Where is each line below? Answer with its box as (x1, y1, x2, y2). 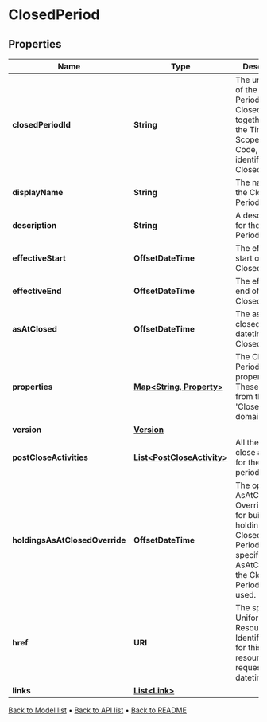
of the (235, 84, 258, 95)
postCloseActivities (12, 452, 89, 463)
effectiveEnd (12, 285, 62, 296)
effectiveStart (12, 253, 66, 264)
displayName (12, 187, 64, 198)
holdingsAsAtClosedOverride (12, 535, 126, 545)
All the (235, 437, 260, 448)
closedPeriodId (12, 120, 72, 130)
